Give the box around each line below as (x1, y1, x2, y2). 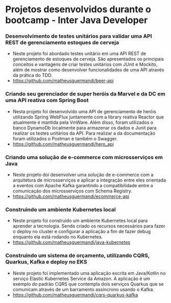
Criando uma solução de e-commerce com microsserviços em (5, 154, 163, 161)
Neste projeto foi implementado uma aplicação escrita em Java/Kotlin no (12, 270, 166, 276)
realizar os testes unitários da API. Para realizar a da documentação (12, 130, 156, 136)
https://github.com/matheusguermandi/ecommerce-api (12, 193, 130, 199)
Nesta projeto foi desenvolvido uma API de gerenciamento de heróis (12, 108, 157, 114)
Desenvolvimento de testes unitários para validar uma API (5, 33, 152, 40)
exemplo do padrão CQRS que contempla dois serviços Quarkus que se (12, 281, 164, 287)
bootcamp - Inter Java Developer (5, 14, 148, 26)
